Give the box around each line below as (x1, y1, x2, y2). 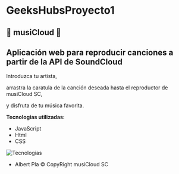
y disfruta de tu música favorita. (6, 102, 84, 109)
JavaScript (14, 125, 42, 132)
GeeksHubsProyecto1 (6, 4, 115, 17)
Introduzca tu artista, (6, 73, 58, 80)
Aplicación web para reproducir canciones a (6, 47, 174, 57)
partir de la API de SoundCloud (6, 57, 123, 67)
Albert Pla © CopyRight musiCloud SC (14, 161, 109, 168)
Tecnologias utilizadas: (6, 114, 65, 121)
